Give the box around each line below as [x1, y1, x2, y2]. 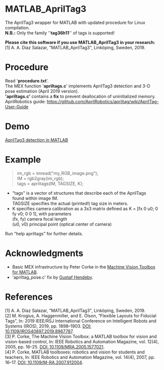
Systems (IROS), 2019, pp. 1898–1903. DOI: [5, 323, 92, 329]
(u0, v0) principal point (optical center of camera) [12, 221, 112, 227]
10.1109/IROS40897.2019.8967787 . [5, 328, 74, 334]
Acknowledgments [5, 247, 84, 259]
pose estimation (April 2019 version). [5, 88, 79, 94]
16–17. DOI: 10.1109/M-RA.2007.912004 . [5, 359, 83, 365]
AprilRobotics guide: [5, 99, 46, 104]
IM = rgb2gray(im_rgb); [17, 175, 64, 181]
